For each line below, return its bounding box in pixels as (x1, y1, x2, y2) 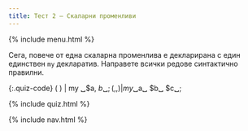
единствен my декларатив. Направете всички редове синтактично (8, 59, 238, 68)
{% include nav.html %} (8, 115, 88, 124)
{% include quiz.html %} (8, 98, 90, 108)
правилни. (8, 67, 45, 77)
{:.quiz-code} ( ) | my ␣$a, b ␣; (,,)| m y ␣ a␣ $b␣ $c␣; (8, 83, 182, 93)
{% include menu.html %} (8, 34, 95, 44)
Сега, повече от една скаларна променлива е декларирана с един (8, 50, 241, 59)
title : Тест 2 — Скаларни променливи (8, 11, 137, 20)
